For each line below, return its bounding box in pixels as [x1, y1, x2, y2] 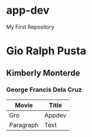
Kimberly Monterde [6, 68, 81, 78]
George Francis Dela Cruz [6, 86, 82, 94]
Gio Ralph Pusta [6, 44, 87, 58]
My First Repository [6, 23, 55, 30]
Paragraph [9, 120, 39, 129]
